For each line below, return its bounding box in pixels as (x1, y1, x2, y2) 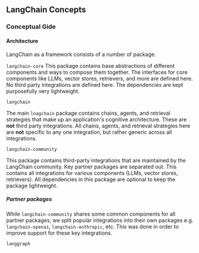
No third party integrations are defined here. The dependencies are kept (6, 81, 184, 88)
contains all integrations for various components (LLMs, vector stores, (6, 169, 179, 176)
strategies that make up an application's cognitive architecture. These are (6, 115, 187, 123)
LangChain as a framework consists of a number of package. (6, 51, 156, 58)
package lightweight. (6, 182, 58, 189)
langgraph (6, 241, 31, 247)
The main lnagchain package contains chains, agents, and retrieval (6, 110, 171, 117)
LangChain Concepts (6, 5, 86, 15)
